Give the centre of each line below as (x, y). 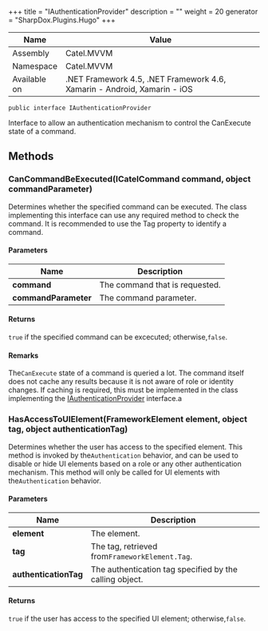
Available (29, 79)
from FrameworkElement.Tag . (142, 556)
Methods (31, 156)
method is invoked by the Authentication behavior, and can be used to (124, 455)
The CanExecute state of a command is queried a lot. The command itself (126, 373)
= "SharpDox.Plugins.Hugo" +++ (62, 20)
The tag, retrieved (124, 546)
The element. (115, 533)
